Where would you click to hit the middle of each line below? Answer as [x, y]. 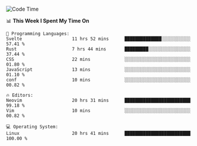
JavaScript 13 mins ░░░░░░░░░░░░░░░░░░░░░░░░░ [98, 70]
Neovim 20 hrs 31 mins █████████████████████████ [98, 100]
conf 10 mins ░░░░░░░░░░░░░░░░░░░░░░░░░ [98, 80]
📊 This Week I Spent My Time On [48, 21]
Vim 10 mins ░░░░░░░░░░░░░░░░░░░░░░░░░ [98, 111]
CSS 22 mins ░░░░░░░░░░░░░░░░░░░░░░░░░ [98, 59]
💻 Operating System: [32, 127]
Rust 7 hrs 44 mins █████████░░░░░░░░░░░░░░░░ [98, 49]
